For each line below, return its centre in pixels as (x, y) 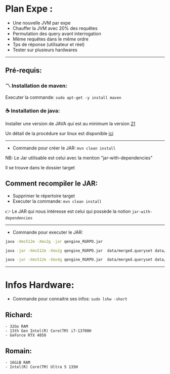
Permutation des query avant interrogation (57, 33)
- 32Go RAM (17, 327)
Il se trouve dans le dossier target (40, 167)
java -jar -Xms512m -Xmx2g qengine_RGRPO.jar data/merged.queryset (79, 251)
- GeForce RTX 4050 (26, 335)
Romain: (18, 351)
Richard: (19, 315)
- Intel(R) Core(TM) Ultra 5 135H (42, 367)
